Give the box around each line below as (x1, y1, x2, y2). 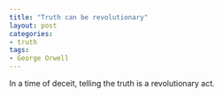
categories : (9, 29, 53, 38)
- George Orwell (9, 54, 69, 63)
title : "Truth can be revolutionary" (9, 12, 149, 22)
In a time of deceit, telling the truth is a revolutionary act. (9, 78, 215, 88)
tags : (9, 46, 29, 55)
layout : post (9, 21, 58, 30)
